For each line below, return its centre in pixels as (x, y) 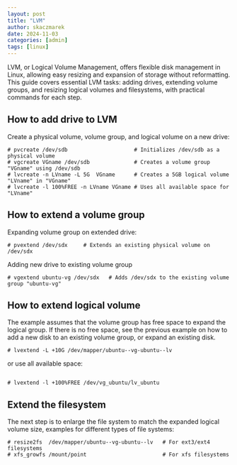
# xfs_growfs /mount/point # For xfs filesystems (118, 455)
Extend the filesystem (57, 404)
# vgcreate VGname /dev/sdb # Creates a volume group (109, 162)
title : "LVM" (27, 21)
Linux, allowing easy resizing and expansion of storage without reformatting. (119, 75)
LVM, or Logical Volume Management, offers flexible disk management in (114, 67)
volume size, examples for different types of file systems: (91, 430)
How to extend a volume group (76, 215)
